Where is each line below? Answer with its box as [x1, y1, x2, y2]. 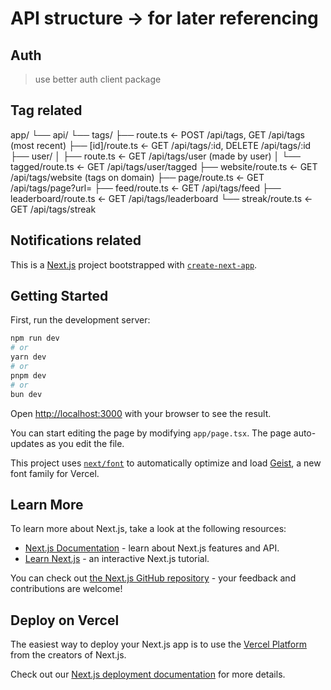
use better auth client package [34, 73, 162, 85]
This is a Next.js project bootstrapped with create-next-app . [10, 258, 258, 271]
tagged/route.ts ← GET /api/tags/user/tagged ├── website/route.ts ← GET [10, 160, 318, 172]
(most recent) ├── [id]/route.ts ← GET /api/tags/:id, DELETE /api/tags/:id [10, 139, 312, 151]
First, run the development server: [10, 314, 151, 326]
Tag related [10, 102, 83, 119]
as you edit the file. [46, 437, 125, 449]
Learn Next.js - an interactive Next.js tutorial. [24, 553, 210, 565]
